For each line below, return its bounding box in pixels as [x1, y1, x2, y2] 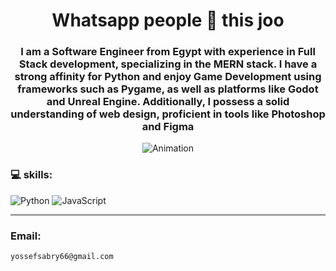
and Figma [141, 120, 195, 134]
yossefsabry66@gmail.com [10, 252, 114, 262]
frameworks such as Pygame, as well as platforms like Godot [17, 82, 319, 96]
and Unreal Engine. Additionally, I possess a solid [46, 95, 290, 109]
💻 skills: [10, 168, 53, 182]
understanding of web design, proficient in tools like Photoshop [10, 107, 326, 121]
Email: [10, 229, 42, 243]
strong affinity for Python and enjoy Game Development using [14, 70, 322, 84]
